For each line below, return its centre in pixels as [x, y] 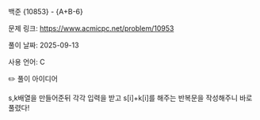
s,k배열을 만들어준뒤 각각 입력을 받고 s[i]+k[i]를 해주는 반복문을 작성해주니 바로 [130, 98]
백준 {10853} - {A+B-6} [46, 11]
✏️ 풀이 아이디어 [33, 79]
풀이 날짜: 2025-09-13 [44, 45]
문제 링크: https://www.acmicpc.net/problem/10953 [91, 28]
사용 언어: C [27, 62]
